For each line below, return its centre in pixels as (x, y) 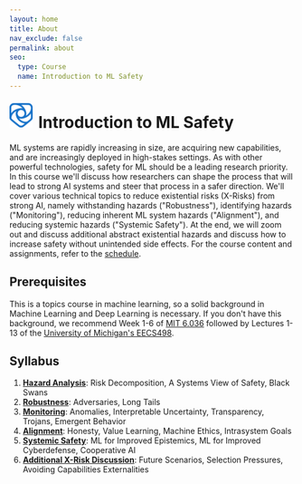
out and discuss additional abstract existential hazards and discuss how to (148, 234)
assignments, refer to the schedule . (75, 253)
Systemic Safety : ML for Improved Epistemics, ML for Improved (142, 440)
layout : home (34, 19)
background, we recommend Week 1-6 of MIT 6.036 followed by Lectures (147, 323)
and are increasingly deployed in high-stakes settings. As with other (136, 157)
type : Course (42, 67)
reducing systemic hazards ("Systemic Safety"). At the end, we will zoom (146, 224)
